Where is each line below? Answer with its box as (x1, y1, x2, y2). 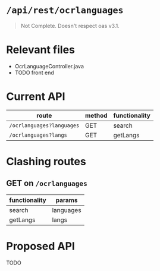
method (85, 111, 108, 119)
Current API (6, 90, 65, 103)
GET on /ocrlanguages (6, 178, 88, 188)
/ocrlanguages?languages (9, 122, 80, 129)
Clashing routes (6, 155, 86, 168)
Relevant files (6, 43, 76, 56)
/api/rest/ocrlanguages (6, 5, 124, 16)
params (55, 196, 78, 204)
